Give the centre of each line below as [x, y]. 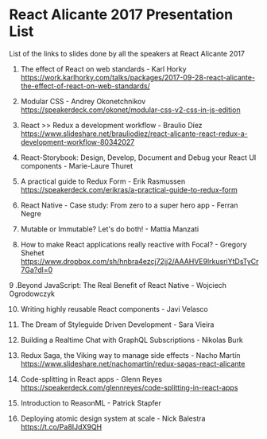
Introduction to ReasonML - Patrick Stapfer [91, 402]
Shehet [32, 253]
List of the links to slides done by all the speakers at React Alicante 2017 [127, 53]
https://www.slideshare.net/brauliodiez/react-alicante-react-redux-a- [134, 134]
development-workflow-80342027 [77, 142]
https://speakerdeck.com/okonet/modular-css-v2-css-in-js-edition [130, 110]
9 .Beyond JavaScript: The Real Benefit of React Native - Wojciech [118, 285]
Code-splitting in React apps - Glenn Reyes [91, 379]
